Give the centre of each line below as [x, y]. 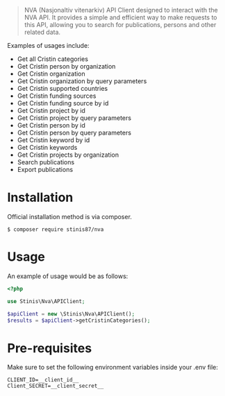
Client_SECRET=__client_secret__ [56, 386]
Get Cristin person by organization [66, 66]
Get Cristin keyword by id [53, 140]
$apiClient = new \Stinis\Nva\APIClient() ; [71, 314]
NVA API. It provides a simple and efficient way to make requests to [120, 17]
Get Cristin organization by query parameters [82, 81]
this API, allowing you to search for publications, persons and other [120, 25]
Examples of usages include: [48, 45]
